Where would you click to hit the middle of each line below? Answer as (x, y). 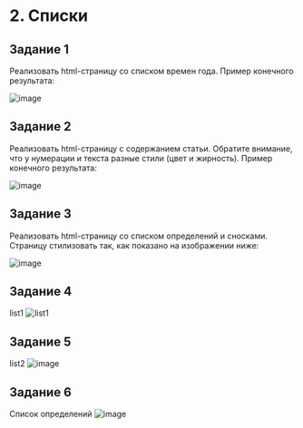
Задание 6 (41, 392)
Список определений (51, 414)
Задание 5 (40, 341)
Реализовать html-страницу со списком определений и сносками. (139, 236)
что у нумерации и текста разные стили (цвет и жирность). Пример (141, 158)
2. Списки (49, 16)
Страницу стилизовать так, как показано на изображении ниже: (134, 245)
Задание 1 (39, 49)
